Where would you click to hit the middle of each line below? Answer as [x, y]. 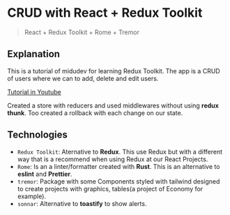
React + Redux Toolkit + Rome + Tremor [82, 32]
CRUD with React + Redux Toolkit [105, 13]
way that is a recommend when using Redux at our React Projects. [113, 159]
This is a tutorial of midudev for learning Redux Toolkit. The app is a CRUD [114, 71]
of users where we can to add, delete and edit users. [83, 78]
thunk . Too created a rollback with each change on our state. [95, 112]
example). [32, 196]
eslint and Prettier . [45, 174]
